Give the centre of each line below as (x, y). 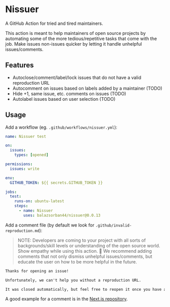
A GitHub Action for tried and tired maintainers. (54, 23)
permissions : (19, 164)
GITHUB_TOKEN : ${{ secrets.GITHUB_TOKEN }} (56, 183)
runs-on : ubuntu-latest (39, 201)
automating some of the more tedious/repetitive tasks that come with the (81, 39)
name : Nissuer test (26, 136)
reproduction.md (22, 231)
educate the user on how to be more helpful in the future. (77, 261)
